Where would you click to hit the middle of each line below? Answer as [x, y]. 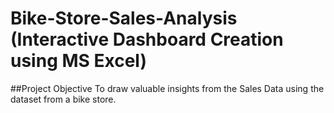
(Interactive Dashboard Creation [147, 39]
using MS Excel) [78, 61]
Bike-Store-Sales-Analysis [124, 18]
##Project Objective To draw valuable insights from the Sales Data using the [167, 88]
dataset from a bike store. [63, 99]
